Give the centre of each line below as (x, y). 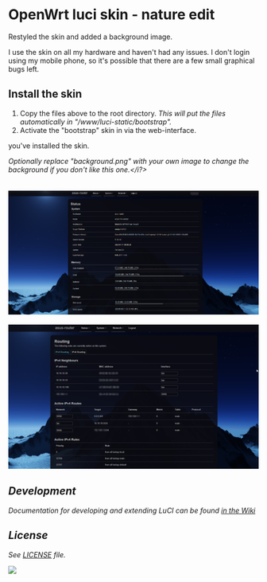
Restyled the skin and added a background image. (91, 37)
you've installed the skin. (49, 146)
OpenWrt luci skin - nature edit (112, 15)
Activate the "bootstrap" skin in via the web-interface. (108, 130)
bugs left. (24, 68)
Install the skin (45, 94)
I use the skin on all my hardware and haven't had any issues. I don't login (129, 52)
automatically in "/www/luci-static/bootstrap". (96, 122)
